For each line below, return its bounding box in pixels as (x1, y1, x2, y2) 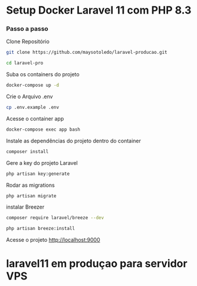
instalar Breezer (6, 203, 45, 210)
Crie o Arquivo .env (6, 93, 53, 100)
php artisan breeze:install (6, 226, 75, 232)
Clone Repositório (6, 38, 50, 45)
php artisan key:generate (6, 171, 70, 177)
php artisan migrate (6, 193, 57, 199)
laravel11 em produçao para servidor (6, 257, 188, 271)
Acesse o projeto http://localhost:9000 (6, 236, 100, 243)
